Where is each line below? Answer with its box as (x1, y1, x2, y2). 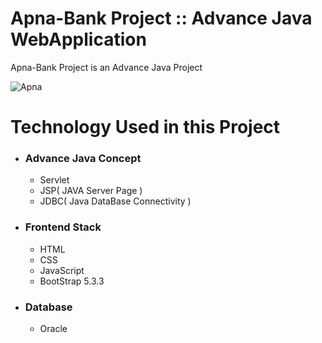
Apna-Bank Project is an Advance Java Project (10, 61, 203, 73)
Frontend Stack (24, 220, 102, 234)
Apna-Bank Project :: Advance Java (10, 7, 313, 30)
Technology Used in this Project (10, 116, 281, 139)
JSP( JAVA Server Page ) (39, 185, 143, 197)
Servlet (39, 174, 70, 186)
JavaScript (39, 264, 85, 276)
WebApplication (10, 28, 147, 51)
